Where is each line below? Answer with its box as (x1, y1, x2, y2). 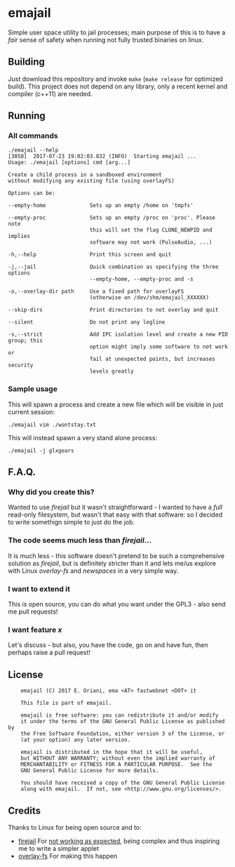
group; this (8, 337, 43, 345)
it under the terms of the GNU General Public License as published (20, 718, 225, 725)
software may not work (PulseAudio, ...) (89, 239, 213, 246)
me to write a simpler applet (18, 844, 100, 852)
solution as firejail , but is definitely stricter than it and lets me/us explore (8, 559, 217, 567)
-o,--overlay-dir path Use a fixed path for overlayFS (8, 288, 184, 296)
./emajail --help (8, 147, 59, 154)
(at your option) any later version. (20, 736, 131, 743)
